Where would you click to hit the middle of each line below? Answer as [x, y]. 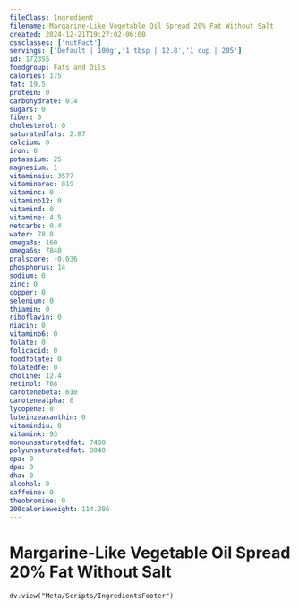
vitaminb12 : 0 [36, 201]
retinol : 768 [34, 384]
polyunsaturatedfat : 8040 [57, 450]
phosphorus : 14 [38, 268]
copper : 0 [28, 292]
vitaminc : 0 [31, 193]
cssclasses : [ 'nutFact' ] [56, 43]
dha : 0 [21, 476]
